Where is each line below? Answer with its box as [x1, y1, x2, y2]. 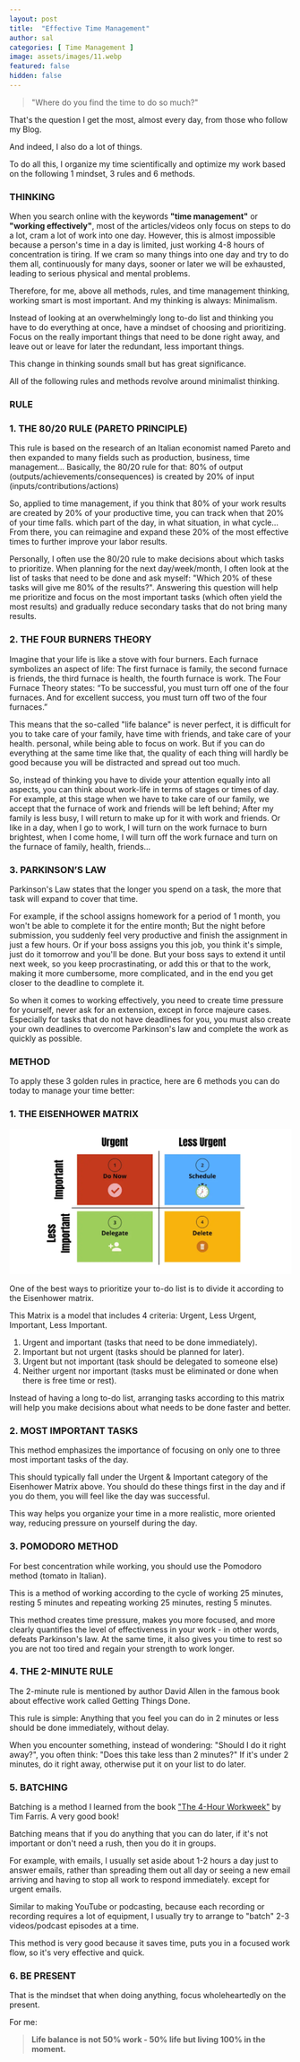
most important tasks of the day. [9, 1455, 129, 1465]
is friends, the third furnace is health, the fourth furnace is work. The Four [9, 673, 281, 684]
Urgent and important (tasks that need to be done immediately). [21, 1337, 258, 1348]
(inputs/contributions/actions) [9, 481, 119, 492]
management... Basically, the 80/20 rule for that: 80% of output [9, 462, 244, 473]
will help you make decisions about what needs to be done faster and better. [9, 1402, 291, 1412]
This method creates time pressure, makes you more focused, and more [9, 1614, 276, 1625]
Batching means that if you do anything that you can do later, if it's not [9, 1829, 269, 1839]
